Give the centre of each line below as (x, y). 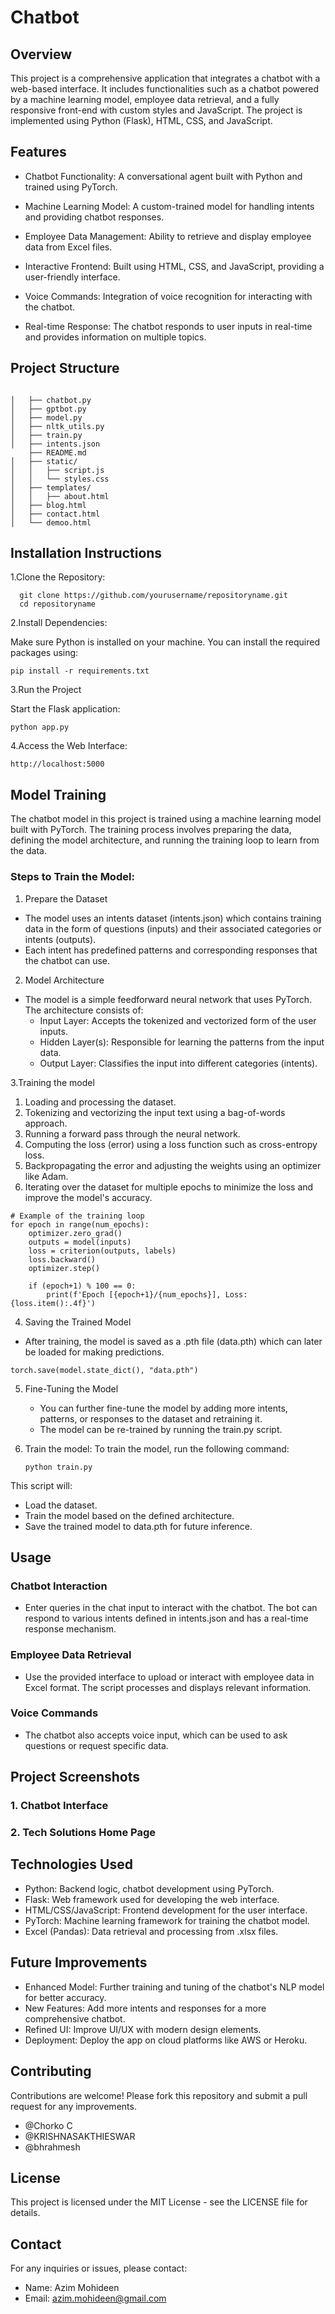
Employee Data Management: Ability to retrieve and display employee (168, 236)
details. (25, 2213)
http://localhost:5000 (57, 764)
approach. (46, 1123)
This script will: (41, 1485)
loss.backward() (62, 1259)
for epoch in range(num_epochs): (80, 1224)
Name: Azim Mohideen (72, 2288)
